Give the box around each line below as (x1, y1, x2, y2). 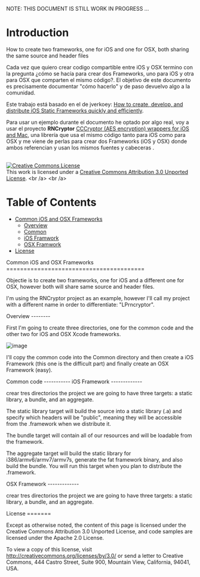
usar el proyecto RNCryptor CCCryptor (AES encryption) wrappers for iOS (6, 125, 189, 132)
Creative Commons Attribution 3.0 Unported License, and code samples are (6, 527, 193, 535)
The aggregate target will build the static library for (6, 450, 131, 457)
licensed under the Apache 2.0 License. (6, 534, 104, 541)
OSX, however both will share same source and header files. (6, 283, 155, 290)
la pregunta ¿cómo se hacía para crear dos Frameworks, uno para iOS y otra (6, 70, 194, 77)
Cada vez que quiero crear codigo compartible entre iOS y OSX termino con (6, 63, 193, 71)
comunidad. (6, 89, 36, 96)
